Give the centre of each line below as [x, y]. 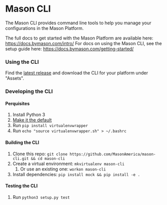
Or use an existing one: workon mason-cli [63, 169]
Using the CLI [22, 62]
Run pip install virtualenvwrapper [50, 126]
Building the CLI [22, 142]
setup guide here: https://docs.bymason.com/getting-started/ [70, 49]
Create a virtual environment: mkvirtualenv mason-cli [69, 163]
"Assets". [15, 78]
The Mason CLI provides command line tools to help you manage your [78, 23]
